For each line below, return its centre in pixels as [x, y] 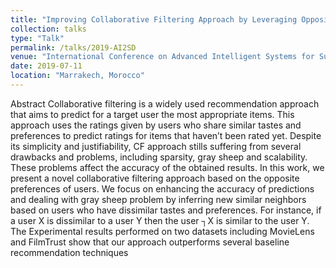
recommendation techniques [69, 252]
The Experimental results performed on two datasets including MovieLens [162, 231]
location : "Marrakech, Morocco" [77, 76]
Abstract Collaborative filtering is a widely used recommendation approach [165, 103]
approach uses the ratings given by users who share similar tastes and [156, 125]
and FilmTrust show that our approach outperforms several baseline [150, 242]
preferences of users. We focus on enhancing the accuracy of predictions [162, 188]
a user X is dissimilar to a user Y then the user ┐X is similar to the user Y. [160, 220]
